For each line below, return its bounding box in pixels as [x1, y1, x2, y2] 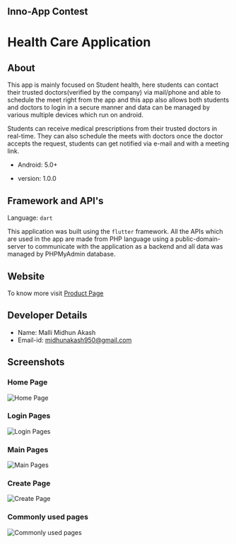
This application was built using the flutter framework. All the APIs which [7, 227, 223, 236]
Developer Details [7, 309, 88, 321]
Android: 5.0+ [17, 160, 58, 169]
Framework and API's [7, 194, 104, 207]
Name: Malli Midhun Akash [17, 328, 96, 336]
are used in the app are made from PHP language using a [7, 235, 175, 243]
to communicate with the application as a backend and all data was [28, 242, 223, 251]
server [7, 242, 27, 251]
